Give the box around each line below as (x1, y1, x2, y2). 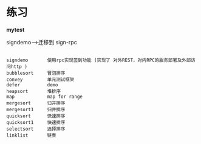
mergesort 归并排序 (6, 100, 66, 106)
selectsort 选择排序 (6, 126, 66, 132)
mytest (6, 26, 25, 33)
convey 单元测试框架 (6, 77, 75, 83)
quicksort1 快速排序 (6, 119, 66, 125)
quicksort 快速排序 (6, 113, 66, 119)
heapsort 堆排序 (6, 88, 61, 94)
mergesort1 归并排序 (6, 106, 66, 112)
